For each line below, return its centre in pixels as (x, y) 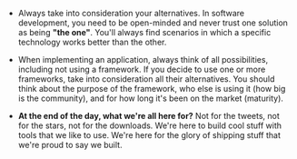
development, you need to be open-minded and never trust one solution (153, 23)
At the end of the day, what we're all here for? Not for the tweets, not (148, 116)
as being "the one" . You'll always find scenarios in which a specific (144, 32)
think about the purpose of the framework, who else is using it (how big (152, 89)
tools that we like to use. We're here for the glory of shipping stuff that (149, 135)
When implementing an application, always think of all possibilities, (143, 60)
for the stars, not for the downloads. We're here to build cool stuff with (150, 125)
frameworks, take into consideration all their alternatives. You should (146, 79)
